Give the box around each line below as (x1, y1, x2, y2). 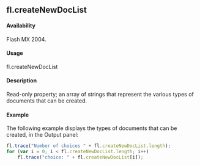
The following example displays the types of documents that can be (6, 125, 177, 132)
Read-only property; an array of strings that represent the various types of (6, 91, 194, 98)
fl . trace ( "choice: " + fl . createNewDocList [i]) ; (17, 154, 144, 161)
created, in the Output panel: (6, 131, 79, 139)
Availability (6, 21, 35, 29)
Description (6, 77, 37, 84)
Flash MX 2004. (6, 35, 47, 43)
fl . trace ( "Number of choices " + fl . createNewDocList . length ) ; (6, 143, 171, 149)
